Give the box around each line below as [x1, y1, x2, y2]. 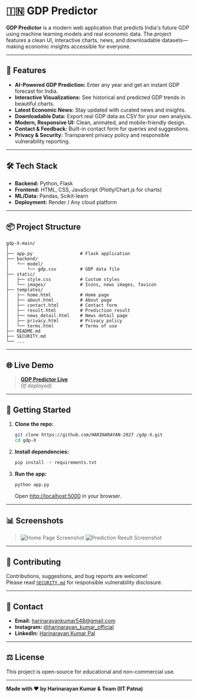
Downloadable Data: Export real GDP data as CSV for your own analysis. [14, 112, 193, 119]
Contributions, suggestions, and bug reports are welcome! [6, 573, 148, 580]
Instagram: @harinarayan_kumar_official [14, 623, 114, 630]
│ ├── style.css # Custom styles [6, 276, 120, 283]
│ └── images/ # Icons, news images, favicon [6, 282, 157, 288]
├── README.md [6, 328, 41, 334]
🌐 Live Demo [6, 360, 54, 370]
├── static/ [6, 272, 35, 278]
